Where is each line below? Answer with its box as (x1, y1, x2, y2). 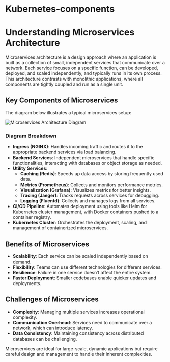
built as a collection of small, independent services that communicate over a (5, 60, 165, 66)
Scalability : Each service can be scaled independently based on (12, 253, 149, 260)
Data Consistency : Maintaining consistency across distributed (12, 330, 144, 337)
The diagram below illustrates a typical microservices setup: (5, 109, 131, 115)
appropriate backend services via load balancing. (12, 149, 117, 156)
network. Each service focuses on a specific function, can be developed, (5, 65, 159, 71)
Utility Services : (12, 165, 47, 171)
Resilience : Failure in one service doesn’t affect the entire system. (12, 270, 152, 276)
